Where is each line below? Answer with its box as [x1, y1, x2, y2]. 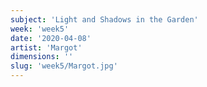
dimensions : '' [10, 52, 74, 62]
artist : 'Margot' [10, 42, 83, 53]
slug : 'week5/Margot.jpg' [10, 61, 118, 71]
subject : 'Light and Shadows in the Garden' [10, 14, 199, 25]
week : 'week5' [10, 24, 70, 34]
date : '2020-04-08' [10, 33, 92, 43]
